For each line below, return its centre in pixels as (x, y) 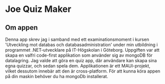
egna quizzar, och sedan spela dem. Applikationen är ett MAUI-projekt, (78, 66)
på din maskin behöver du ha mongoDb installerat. (57, 76)
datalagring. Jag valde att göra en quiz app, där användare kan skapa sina (81, 60)
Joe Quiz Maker (38, 9)
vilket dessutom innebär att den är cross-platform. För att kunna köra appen (83, 71)
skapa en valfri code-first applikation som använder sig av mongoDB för (79, 55)
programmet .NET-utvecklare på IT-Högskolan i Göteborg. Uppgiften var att (82, 50)
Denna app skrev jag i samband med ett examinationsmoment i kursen (77, 39)
